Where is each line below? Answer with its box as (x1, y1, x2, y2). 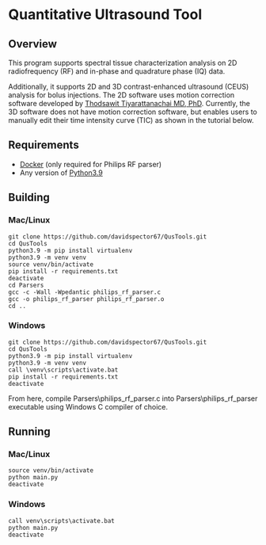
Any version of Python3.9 (19, 168, 103, 177)
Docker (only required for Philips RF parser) (19, 159, 162, 169)
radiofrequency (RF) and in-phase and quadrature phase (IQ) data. (8, 67, 226, 76)
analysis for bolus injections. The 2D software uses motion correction (8, 90, 235, 100)
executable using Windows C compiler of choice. (8, 402, 169, 411)
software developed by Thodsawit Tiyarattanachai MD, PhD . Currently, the (8, 99, 251, 108)
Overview (8, 37, 58, 51)
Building (8, 191, 50, 204)
